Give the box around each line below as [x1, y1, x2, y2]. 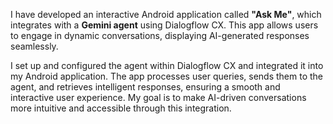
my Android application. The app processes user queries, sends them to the [10, 70, 323, 82]
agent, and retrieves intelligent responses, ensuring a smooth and [10, 81, 281, 93]
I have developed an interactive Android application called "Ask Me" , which [10, 9, 322, 20]
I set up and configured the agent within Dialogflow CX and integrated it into [10, 60, 324, 71]
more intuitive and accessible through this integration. [10, 102, 232, 114]
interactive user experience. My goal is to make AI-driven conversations [10, 92, 307, 103]
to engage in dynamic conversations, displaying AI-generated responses [10, 30, 310, 41]
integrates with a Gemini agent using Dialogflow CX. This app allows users [10, 19, 319, 31]
